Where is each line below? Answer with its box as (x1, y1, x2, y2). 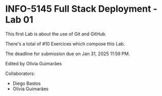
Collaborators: (5, 70, 35, 77)
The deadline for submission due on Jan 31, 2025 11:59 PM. (5, 51, 130, 57)
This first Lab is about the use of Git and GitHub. (5, 31, 107, 37)
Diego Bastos (12, 80, 41, 86)
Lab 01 (5, 14, 34, 26)
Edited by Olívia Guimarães (5, 60, 62, 66)
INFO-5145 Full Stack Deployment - (5, 3, 158, 15)
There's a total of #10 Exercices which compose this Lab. (5, 40, 125, 46)
